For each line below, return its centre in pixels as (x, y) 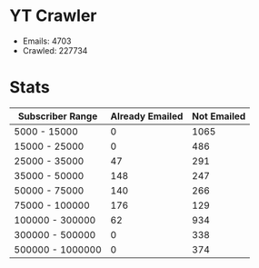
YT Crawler (53, 16)
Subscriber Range (58, 116)
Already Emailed (147, 116)
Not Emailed (219, 116)
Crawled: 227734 (55, 50)
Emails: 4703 (47, 41)
